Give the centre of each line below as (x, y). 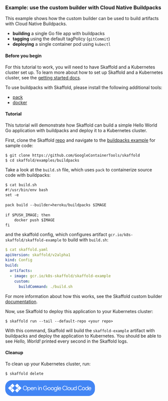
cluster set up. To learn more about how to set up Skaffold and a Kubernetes (84, 72)
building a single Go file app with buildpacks (59, 34)
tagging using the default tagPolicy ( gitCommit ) (61, 39)
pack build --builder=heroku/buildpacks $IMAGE (56, 205)
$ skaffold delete (24, 373)
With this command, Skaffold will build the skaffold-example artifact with (80, 330)
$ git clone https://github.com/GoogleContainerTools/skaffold (73, 155)
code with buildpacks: (28, 175)
